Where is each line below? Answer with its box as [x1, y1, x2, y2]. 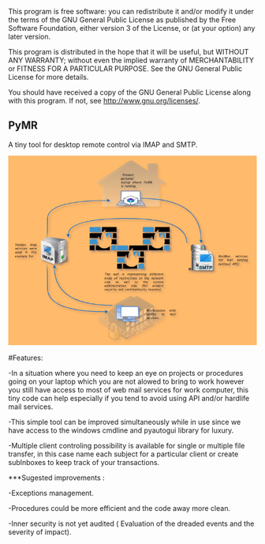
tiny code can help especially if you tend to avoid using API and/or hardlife [8, 394, 250, 403]
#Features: [8, 353, 43, 362]
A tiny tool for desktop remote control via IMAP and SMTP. [8, 140, 198, 149]
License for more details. [8, 73, 89, 81]
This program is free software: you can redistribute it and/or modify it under [8, 7, 254, 16]
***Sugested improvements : [8, 473, 105, 482]
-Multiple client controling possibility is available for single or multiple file [8, 441, 245, 451]
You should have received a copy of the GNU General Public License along [8, 88, 251, 97]
